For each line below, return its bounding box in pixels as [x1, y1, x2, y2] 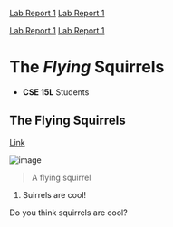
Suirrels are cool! [22, 189, 87, 200]
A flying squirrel [31, 172, 91, 183]
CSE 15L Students [22, 86, 90, 98]
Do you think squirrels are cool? [9, 207, 129, 218]
